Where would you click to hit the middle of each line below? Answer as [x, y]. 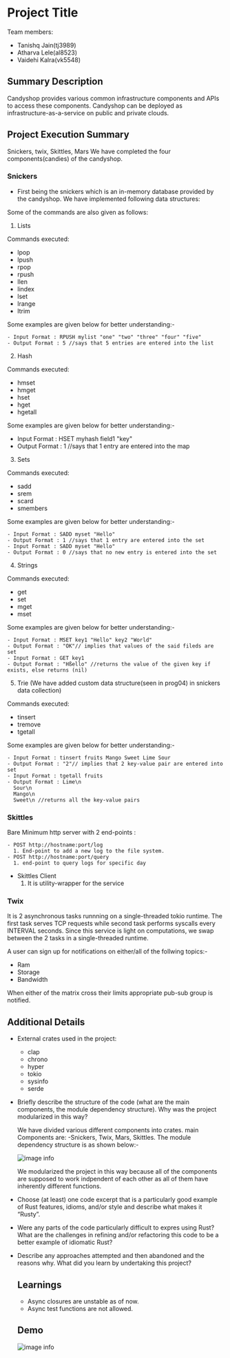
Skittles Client [36, 876]
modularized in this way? [52, 1117]
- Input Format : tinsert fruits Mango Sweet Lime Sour [89, 757]
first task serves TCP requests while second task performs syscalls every [111, 924]
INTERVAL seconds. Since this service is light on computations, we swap [111, 931]
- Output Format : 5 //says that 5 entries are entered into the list [111, 343]
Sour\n [23, 788]
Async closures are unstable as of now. [83, 1301]
